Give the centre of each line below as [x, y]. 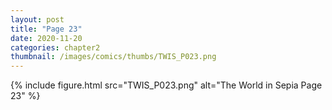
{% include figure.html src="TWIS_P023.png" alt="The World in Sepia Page [166, 85]
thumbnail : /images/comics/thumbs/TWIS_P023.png [113, 57]
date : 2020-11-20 [46, 38]
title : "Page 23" [46, 29]
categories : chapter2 [55, 47]
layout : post [37, 19]
